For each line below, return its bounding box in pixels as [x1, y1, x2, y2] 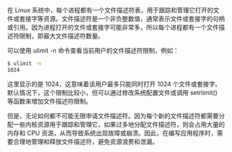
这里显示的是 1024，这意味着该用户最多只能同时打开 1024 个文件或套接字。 [7, 80, 222, 88]
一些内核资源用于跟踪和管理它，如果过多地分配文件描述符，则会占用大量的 [12, 120, 225, 129]
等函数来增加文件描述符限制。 [7, 97, 92, 105]
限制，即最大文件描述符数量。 [19, 32, 104, 40]
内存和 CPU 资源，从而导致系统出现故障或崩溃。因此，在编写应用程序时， [7, 129, 217, 137]
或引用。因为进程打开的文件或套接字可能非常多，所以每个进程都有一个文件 [7, 23, 219, 31]
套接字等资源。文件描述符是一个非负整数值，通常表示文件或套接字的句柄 [19, 14, 225, 23]
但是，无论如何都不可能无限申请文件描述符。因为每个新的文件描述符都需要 [7, 111, 219, 120]
